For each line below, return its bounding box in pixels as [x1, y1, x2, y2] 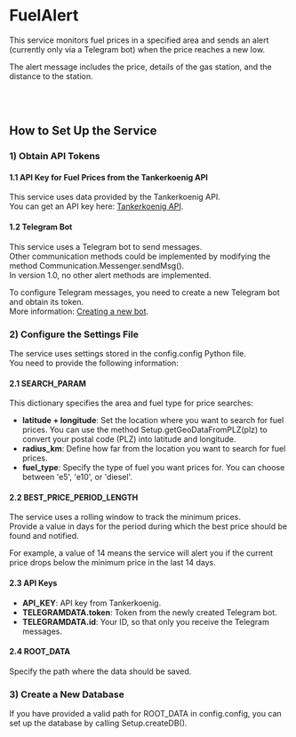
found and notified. [9, 531, 79, 541]
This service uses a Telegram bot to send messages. [9, 241, 203, 252]
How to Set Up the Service [9, 124, 157, 139]
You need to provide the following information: [9, 357, 180, 368]
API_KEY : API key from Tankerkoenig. [21, 597, 162, 608]
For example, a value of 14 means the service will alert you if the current [9, 548, 274, 558]
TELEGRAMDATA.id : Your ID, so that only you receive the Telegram [21, 616, 269, 627]
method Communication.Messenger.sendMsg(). [9, 260, 185, 271]
